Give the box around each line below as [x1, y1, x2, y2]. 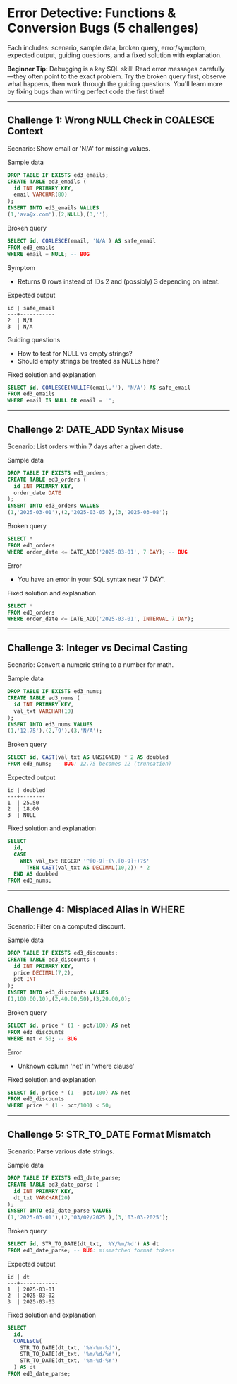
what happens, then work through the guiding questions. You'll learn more [7, 79, 223, 88]
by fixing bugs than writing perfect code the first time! [7, 87, 164, 95]
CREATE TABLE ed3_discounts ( [7, 956, 97, 963]
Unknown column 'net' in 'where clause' [17, 1062, 135, 1070]
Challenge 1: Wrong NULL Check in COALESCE [7, 115, 215, 127]
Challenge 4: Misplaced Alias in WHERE [7, 903, 186, 915]
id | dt [7, 1273, 30, 1281]
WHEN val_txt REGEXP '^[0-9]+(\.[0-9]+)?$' [20, 857, 150, 864]
